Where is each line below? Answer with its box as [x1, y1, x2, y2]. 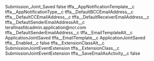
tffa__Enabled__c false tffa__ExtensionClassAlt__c [5, 40, 105, 46]
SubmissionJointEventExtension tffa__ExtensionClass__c [5, 45, 120, 51]
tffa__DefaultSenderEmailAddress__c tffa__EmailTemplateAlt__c [5, 30, 133, 35]
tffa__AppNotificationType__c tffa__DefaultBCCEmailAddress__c [5, 9, 134, 15]
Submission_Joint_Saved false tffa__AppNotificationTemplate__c [5, 4, 135, 9]
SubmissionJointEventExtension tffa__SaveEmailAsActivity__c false [5, 50, 140, 56]
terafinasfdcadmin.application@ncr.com [5, 24, 86, 30]
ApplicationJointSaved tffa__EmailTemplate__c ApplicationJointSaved [5, 35, 146, 41]
